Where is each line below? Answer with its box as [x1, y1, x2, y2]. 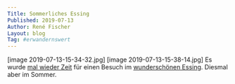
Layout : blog [7, 29, 46, 37]
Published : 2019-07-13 [7, 17, 74, 24]
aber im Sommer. [7, 71, 57, 79]
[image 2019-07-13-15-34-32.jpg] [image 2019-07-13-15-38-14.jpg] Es [7, 55, 212, 64]
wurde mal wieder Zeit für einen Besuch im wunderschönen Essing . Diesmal [7, 63, 229, 71]
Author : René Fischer [7, 23, 71, 30]
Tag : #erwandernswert [7, 36, 71, 43]
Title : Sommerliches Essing [7, 10, 90, 17]
